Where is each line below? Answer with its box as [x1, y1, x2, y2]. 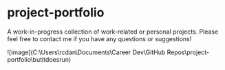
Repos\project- [167, 48, 210, 56]
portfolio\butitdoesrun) [7, 55, 72, 63]
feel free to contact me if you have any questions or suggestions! [7, 34, 192, 43]
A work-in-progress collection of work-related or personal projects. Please [7, 27, 219, 36]
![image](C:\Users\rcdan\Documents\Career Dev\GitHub [7, 48, 166, 56]
